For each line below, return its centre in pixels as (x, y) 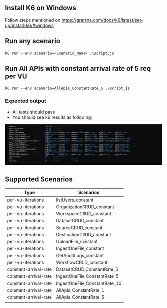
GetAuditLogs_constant (80, 255)
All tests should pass (34, 112)
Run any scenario (33, 41)
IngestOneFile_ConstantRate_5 (87, 276)
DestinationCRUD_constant (83, 234)
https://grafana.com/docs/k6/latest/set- (102, 20)
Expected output (26, 101)
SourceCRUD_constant (79, 228)
